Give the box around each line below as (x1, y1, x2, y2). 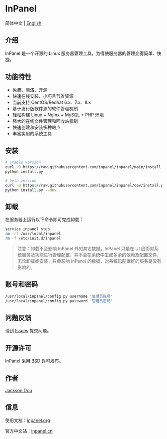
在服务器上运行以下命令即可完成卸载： (5, 217, 83, 222)
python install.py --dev (5, 188, 57, 193)
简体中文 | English (5, 20, 42, 26)
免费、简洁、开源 (12, 87, 48, 93)
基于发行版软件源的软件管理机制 (12, 105, 78, 111)
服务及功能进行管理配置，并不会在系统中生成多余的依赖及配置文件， (21, 252, 162, 258)
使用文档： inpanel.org (5, 417, 51, 423)
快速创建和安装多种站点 (12, 124, 61, 130)
